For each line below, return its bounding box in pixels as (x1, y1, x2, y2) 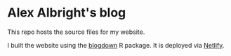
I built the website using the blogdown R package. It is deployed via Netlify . (7, 41, 225, 49)
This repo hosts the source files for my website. (7, 28, 145, 36)
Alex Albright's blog (7, 5, 126, 21)
